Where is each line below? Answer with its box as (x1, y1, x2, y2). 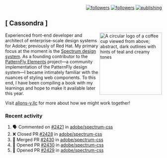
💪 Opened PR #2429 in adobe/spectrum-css (12, 147, 104, 154)
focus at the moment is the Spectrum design (5, 48, 96, 54)
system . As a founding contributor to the (5, 53, 88, 59)
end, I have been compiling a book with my (5, 79, 93, 85)
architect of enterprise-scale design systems (5, 37, 97, 43)
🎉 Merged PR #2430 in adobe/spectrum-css (12, 137, 103, 143)
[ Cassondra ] (5, 19, 48, 27)
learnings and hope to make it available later (5, 85, 96, 91)
